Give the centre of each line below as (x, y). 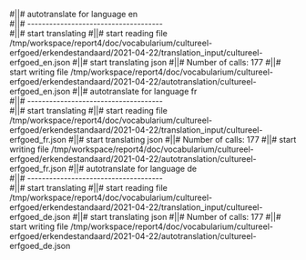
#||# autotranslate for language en (74, 14)
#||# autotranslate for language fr (135, 91)
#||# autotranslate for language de (133, 169)
